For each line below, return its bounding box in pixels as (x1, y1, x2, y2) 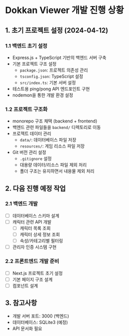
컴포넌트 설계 (12, 282, 38, 288)
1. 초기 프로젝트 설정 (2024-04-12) (5, 26, 109, 34)
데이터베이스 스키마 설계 (12, 212, 60, 218)
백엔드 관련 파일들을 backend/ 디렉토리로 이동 (12, 124, 101, 130)
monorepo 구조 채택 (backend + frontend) (12, 118, 98, 124)
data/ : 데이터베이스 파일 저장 (19, 137, 77, 143)
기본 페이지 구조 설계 (12, 276, 53, 282)
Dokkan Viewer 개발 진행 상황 (5, 4, 124, 16)
